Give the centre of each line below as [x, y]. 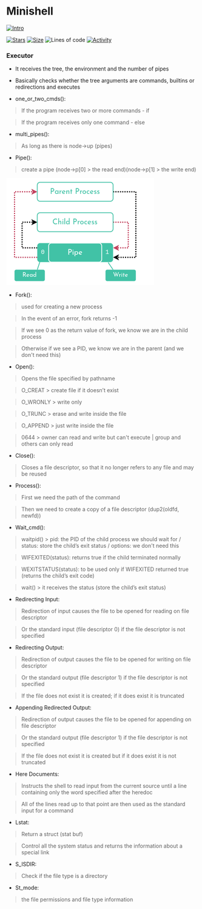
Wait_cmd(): [30, 528]
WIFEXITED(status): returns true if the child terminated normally [101, 558]
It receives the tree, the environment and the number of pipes [92, 69]
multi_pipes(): [32, 134]
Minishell [30, 11]
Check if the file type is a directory [64, 876]
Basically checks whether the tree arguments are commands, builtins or [105, 81]
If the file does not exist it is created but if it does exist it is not [99, 756]
